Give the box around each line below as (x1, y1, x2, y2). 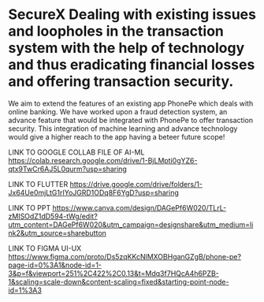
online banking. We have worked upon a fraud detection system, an (8, 106, 228, 116)
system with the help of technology (8, 39, 245, 57)
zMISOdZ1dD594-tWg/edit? (8, 211, 99, 221)
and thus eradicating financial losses (8, 56, 255, 74)
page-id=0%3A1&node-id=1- (8, 260, 102, 270)
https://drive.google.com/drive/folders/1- (69, 179, 203, 188)
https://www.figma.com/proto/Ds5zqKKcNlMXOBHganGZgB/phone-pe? (8, 252, 242, 261)
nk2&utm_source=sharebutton (8, 228, 106, 237)
